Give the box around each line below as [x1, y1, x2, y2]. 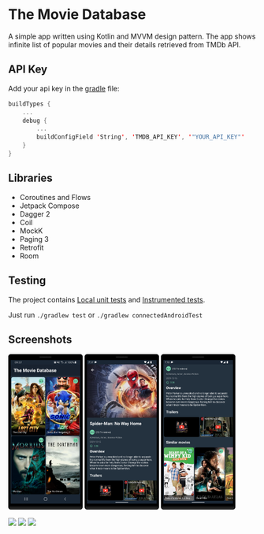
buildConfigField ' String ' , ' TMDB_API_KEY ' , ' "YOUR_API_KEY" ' [36, 133, 245, 141]
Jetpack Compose [19, 201, 80, 210]
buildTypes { [8, 100, 51, 108]
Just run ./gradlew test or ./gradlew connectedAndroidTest [8, 310, 203, 320]
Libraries [8, 172, 53, 185]
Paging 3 [19, 234, 50, 243]
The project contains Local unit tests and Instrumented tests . [8, 295, 206, 304]
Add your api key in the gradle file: [8, 83, 120, 93]
